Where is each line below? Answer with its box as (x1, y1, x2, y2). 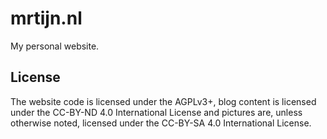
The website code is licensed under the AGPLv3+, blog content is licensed (10, 95, 317, 107)
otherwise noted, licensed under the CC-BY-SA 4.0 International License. (10, 117, 312, 129)
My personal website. (10, 40, 100, 52)
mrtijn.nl (10, 7, 83, 30)
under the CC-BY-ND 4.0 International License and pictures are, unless (10, 106, 303, 118)
